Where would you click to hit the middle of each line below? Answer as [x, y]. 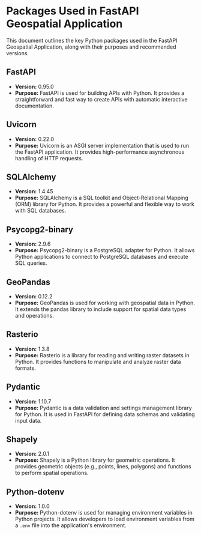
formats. [25, 368]
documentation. [34, 106]
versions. [17, 53]
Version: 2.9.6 [33, 244]
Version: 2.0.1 [32, 454]
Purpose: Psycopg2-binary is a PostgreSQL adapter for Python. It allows [105, 250]
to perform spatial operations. [52, 473]
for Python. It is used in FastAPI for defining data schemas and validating [105, 414]
